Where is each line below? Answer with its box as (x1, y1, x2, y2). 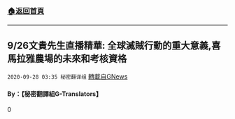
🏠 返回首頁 (7, 6, 45, 15)
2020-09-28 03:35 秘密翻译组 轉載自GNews (7, 72, 128, 81)
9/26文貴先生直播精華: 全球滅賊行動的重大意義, (7, 40, 212, 51)
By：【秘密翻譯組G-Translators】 (7, 89, 103, 98)
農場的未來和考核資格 (34, 52, 127, 64)
